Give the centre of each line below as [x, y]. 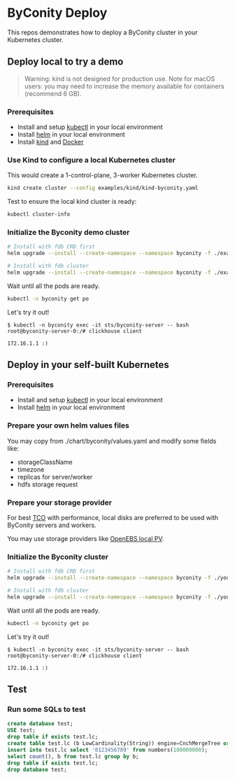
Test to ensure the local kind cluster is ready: [72, 202]
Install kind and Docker [50, 142]
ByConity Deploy [57, 13]
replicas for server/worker [55, 477]
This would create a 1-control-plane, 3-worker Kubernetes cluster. [102, 175]
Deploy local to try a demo [65, 62]
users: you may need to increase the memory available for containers [124, 86]
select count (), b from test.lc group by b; [73, 756]
